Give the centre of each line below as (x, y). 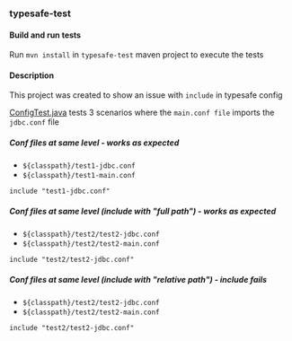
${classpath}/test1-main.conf (79, 176)
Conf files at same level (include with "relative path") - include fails (138, 279)
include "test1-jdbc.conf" (60, 191)
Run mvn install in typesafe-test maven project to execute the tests (137, 55)
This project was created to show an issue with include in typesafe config (146, 95)
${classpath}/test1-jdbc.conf (79, 166)
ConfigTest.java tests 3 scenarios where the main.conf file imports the (142, 113)
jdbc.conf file (35, 122)
